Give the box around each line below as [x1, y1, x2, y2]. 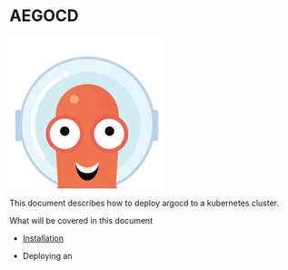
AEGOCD [9, 5, 79, 26]
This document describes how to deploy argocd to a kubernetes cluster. [9, 197, 280, 208]
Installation [22, 233, 65, 244]
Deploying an [22, 250, 73, 261]
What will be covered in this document [9, 215, 153, 225]
